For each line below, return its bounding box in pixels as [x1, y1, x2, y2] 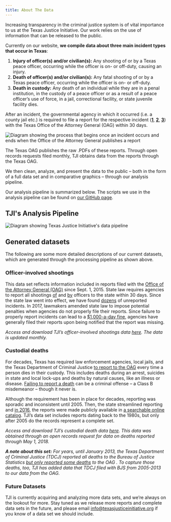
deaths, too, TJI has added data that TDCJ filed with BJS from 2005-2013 [5, 464, 161, 471]
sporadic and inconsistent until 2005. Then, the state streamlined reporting [5, 401, 163, 407]
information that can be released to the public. [5, 32, 103, 38]
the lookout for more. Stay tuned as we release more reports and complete [5, 500, 162, 506]
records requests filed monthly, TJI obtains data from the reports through [5, 153, 159, 159]
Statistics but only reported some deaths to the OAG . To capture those [5, 459, 155, 465]
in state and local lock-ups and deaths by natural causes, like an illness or [5, 375, 160, 381]
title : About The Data [5, 7, 54, 13]
